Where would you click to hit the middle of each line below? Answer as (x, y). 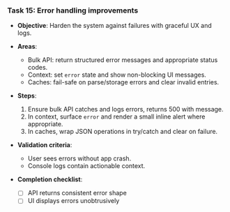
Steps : (27, 96)
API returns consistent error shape (77, 193)
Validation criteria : (45, 145)
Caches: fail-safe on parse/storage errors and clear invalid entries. (123, 82)
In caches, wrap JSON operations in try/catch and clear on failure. (123, 132)
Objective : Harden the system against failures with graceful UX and (115, 26)
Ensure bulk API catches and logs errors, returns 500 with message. (126, 109)
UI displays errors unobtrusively (74, 201)
